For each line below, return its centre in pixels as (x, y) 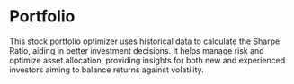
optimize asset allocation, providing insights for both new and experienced (147, 60)
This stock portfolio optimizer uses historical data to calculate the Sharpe (145, 41)
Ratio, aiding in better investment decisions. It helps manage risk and (137, 50)
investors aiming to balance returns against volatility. (107, 70)
